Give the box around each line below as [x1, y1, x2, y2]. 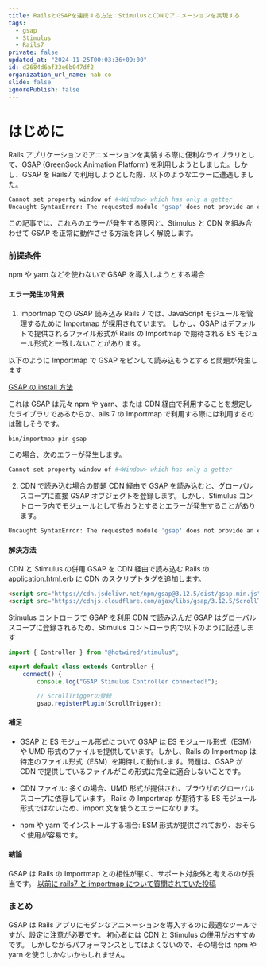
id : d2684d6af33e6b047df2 [8, 64, 94, 72]
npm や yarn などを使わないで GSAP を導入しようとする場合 [8, 269, 205, 279]
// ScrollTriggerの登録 [37, 692, 112, 700]
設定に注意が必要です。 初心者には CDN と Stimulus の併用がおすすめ [29, 930, 256, 940]
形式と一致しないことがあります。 [33, 338, 145, 348]
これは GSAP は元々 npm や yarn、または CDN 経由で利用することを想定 [8, 399, 246, 408]
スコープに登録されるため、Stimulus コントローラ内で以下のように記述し [8, 623, 247, 632]
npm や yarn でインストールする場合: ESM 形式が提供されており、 [19, 820, 236, 830]
